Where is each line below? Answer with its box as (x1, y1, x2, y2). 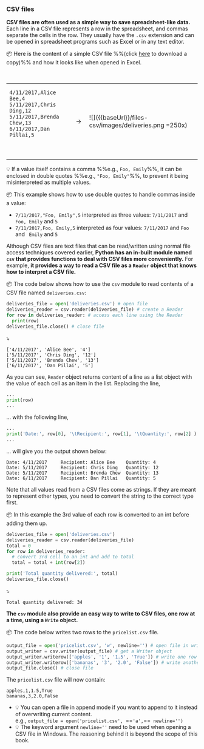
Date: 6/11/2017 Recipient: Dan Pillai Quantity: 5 (6, 475, 156, 481)
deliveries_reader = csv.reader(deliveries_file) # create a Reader (6, 307, 183, 313)
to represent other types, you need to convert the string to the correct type (6, 492, 194, 500)
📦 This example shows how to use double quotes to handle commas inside (6, 191, 195, 198)
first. (6, 498, 18, 506)
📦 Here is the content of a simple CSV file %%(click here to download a (6, 50, 187, 58)
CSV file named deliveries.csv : (6, 289, 87, 296)
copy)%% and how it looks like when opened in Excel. (6, 59, 142, 66)
